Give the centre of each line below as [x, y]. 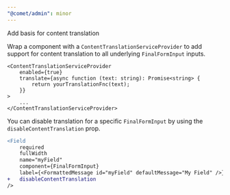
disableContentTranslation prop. [54, 128]
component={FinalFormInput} [59, 167]
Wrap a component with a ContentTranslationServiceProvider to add [105, 46]
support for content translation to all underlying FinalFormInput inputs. [106, 54]
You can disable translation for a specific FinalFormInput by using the [105, 121]
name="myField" [41, 160]
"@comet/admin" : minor [39, 13]
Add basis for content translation [53, 33]
